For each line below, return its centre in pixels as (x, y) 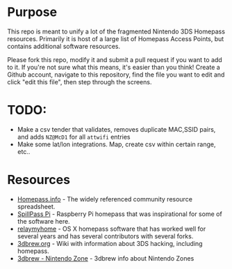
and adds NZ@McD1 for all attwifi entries (74, 137)
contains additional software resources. (64, 46)
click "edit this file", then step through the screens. (80, 82)
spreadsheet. (36, 206)
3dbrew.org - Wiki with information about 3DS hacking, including (110, 243)
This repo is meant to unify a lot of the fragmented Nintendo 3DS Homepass (116, 31)
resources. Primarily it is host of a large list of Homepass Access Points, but (116, 38)
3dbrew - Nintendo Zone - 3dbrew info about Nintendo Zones (106, 258)
